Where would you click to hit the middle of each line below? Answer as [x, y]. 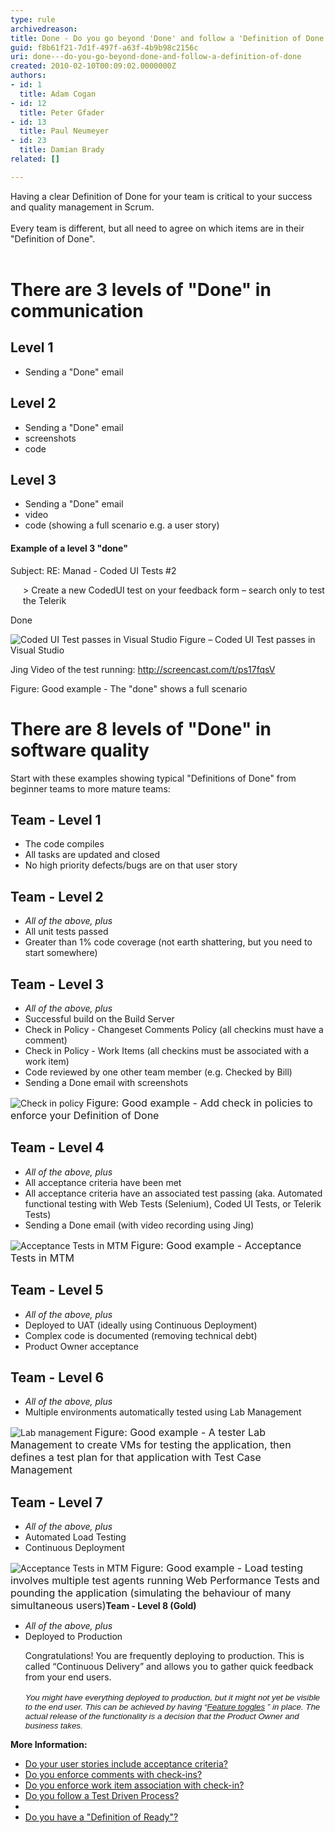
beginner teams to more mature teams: [90, 788]
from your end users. [68, 1677]
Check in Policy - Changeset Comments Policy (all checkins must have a [174, 1029]
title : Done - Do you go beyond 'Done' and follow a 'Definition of [156, 38]
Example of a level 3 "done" [69, 548]
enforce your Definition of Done [85, 1115]
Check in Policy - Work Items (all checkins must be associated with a [167, 1050]
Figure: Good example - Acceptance [216, 1245]
